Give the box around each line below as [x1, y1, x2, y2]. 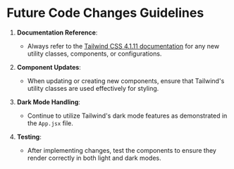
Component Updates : [16, 63, 82, 71]
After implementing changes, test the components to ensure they [27, 146, 216, 154]
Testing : [16, 132, 42, 141]
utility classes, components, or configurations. [27, 49, 162, 58]
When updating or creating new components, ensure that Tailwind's [27, 76, 225, 85]
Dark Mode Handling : [16, 97, 80, 106]
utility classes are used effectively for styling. [27, 84, 159, 92]
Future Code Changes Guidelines [6, 5, 204, 21]
